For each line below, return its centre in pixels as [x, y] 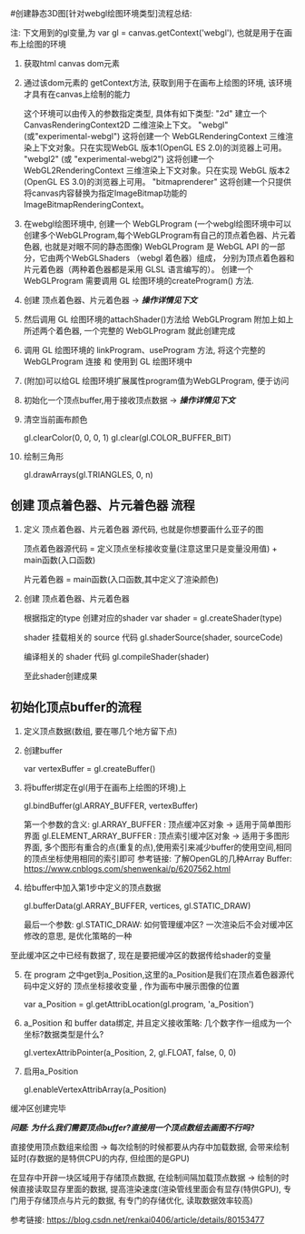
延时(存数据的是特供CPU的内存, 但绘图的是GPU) [100, 1158]
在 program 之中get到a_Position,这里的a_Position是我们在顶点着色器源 [155, 974]
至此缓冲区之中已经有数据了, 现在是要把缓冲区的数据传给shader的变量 [141, 955]
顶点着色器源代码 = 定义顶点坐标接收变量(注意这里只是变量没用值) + [150, 548]
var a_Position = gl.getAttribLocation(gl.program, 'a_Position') [139, 1004]
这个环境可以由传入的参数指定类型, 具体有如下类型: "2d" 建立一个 [145, 113]
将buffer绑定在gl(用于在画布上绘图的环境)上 [105, 787]
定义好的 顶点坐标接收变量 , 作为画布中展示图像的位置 [139, 986]
